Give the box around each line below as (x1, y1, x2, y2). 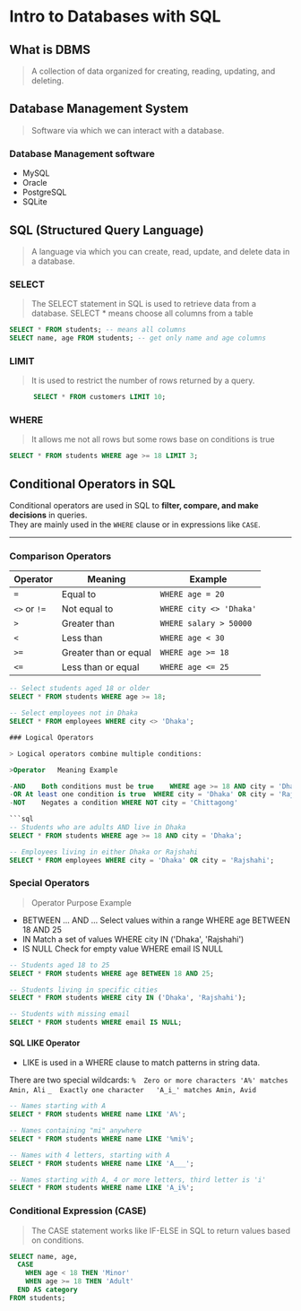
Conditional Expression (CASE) (9, 1204, 147, 1217)
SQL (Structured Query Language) (9, 222, 204, 238)
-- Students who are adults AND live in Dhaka (9, 823, 186, 832)
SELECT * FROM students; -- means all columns (9, 326, 186, 334)
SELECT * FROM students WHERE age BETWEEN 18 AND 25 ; (9, 968, 215, 978)
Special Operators (9, 877, 90, 890)
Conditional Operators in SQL (9, 476, 176, 491)
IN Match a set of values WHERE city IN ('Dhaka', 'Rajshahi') (21, 933, 245, 944)
